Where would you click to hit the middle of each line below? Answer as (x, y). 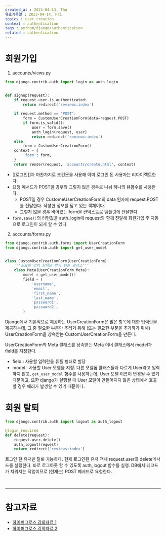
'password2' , (45, 307)
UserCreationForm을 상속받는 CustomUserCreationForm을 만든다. (71, 334)
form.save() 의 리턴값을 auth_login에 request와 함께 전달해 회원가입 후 (81, 218)
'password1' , (45, 302)
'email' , (41, 289)
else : (20, 141)
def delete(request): (27, 435)
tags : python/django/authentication (44, 28)
